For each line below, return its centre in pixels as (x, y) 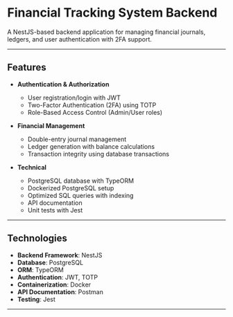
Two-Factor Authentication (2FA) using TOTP (92, 105)
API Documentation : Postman (60, 291)
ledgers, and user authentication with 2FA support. (80, 39)
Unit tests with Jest (55, 210)
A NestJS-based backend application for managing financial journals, (106, 32)
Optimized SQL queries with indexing (80, 195)
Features (27, 67)
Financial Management (51, 125)
